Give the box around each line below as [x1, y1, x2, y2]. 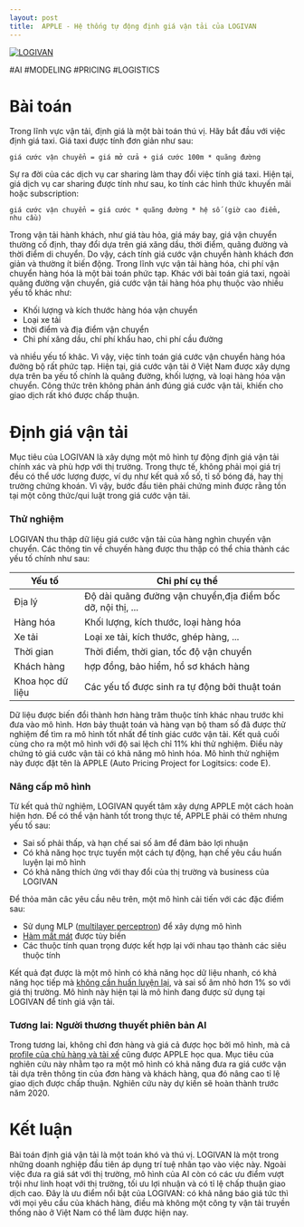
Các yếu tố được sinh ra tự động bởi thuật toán [84, 680, 282, 693]
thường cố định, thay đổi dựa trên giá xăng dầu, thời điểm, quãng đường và [9, 239, 289, 250]
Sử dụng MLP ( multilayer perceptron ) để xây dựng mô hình [22, 920, 242, 931]
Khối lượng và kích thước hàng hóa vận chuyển [22, 305, 198, 316]
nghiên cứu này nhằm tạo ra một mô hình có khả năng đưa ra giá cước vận [9, 1058, 287, 1070]
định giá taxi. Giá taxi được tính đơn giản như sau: [9, 135, 194, 146]
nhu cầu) [9, 214, 43, 223]
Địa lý [14, 595, 38, 608]
